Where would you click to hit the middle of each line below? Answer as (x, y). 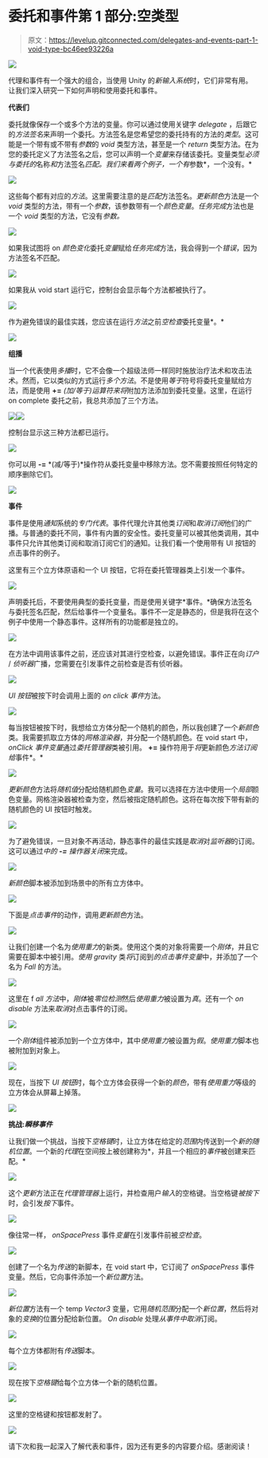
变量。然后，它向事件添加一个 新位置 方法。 (78, 1276)
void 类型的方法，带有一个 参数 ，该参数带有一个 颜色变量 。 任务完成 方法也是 (131, 206)
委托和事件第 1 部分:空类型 (93, 16)
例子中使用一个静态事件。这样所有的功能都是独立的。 (95, 621)
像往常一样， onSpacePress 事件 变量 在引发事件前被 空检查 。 (107, 1235)
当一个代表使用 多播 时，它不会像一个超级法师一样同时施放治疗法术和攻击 (126, 370)
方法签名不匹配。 (36, 258)
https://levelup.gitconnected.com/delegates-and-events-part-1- (153, 40)
